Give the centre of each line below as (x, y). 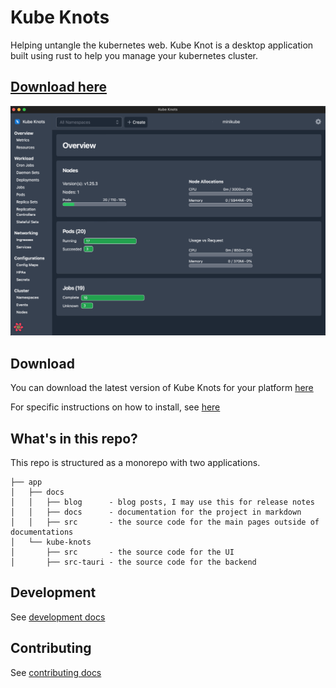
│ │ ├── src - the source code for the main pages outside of (165, 522)
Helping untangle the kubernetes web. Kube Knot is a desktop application (162, 45)
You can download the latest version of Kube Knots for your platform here (162, 388)
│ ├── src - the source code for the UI (122, 552)
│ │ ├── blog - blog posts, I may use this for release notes (162, 502)
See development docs (58, 617)
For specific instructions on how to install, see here (115, 407)
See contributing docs (56, 672)
